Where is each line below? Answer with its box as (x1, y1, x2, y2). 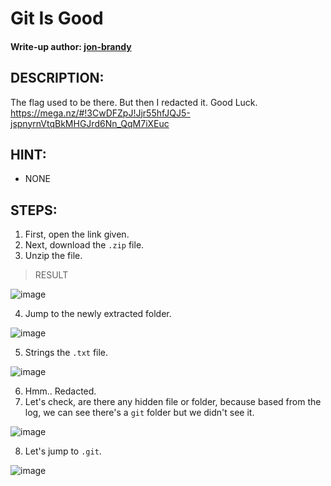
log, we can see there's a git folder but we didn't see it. (24, 407, 255, 419)
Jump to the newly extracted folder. (24, 308, 172, 320)
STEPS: (10, 202, 58, 219)
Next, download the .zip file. (24, 239, 145, 251)
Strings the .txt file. (24, 347, 109, 359)
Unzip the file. (24, 250, 83, 262)
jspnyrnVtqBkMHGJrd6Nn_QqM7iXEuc (10, 117, 170, 129)
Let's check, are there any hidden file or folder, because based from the (24, 396, 322, 408)
